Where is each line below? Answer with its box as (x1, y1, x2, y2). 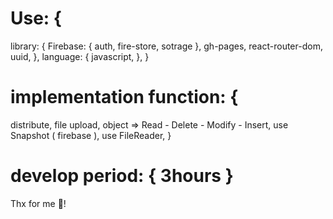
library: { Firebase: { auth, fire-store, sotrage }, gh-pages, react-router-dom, (10, 40, 323, 52)
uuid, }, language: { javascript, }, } (10, 50, 150, 62)
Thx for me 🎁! (10, 197, 67, 209)
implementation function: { (10, 86, 239, 109)
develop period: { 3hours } (10, 165, 234, 187)
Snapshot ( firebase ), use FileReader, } (10, 129, 172, 141)
